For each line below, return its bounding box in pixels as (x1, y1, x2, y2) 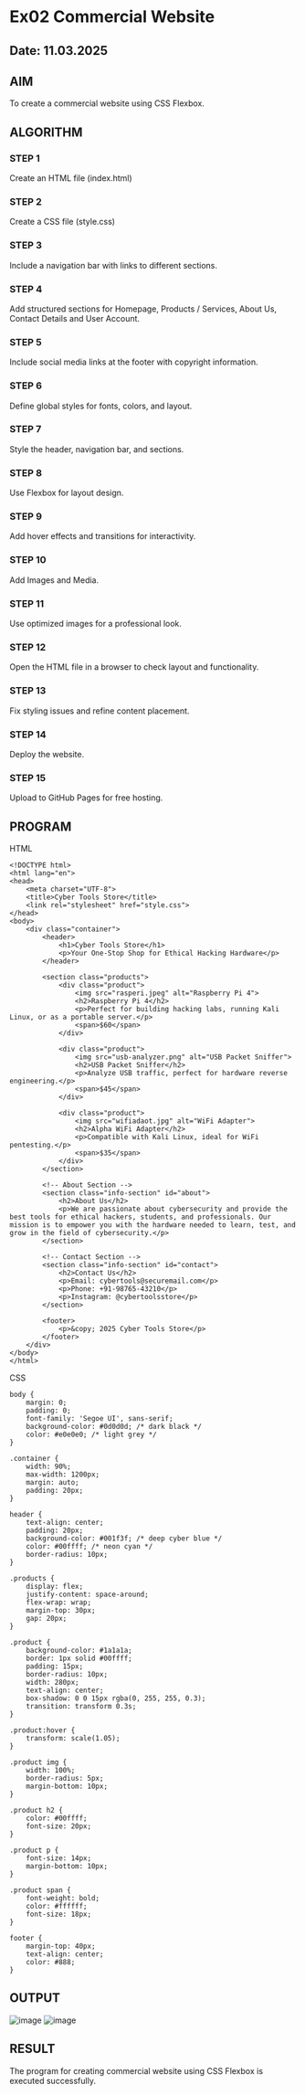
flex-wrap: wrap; (26, 1598, 92, 1607)
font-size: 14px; (26, 1854, 92, 1863)
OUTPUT (9, 1990, 61, 2006)
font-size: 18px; (26, 1910, 92, 1920)
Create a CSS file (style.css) (9, 217, 116, 227)
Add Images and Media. (9, 574, 100, 586)
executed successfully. (9, 2075, 96, 2086)
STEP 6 (9, 379, 43, 392)
